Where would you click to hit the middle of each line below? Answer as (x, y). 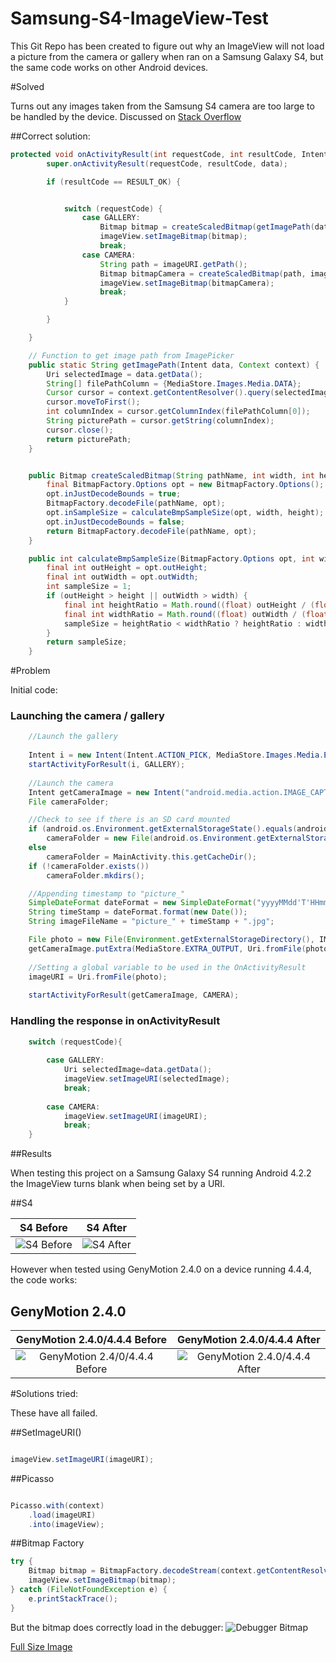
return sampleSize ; (87, 642)
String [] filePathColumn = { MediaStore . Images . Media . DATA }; (174, 383)
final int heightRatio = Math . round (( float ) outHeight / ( (189, 605)
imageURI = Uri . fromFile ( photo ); (98, 977)
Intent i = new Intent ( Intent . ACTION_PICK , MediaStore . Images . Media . (176, 755)
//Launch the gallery (73, 737)
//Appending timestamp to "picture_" (107, 893)
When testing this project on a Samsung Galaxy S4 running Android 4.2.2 (161, 1173)
